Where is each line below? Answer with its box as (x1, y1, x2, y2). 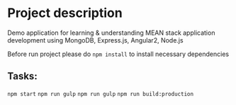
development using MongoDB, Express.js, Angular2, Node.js (7, 35, 184, 44)
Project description (7, 5, 123, 21)
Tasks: (7, 70, 38, 82)
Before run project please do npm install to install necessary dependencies (7, 50, 229, 58)
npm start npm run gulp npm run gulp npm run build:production (7, 90, 193, 97)
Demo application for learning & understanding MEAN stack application (7, 28, 215, 37)
